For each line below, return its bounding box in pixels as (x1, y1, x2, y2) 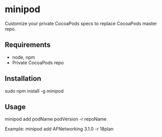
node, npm (12, 54, 35, 60)
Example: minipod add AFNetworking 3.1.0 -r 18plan (5, 126, 113, 132)
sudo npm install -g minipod (5, 88, 64, 94)
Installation (5, 74, 41, 83)
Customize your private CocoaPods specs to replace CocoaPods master (5, 20, 157, 26)
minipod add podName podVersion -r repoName (5, 116, 107, 122)
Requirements (5, 41, 51, 49)
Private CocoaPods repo (12, 60, 64, 66)
